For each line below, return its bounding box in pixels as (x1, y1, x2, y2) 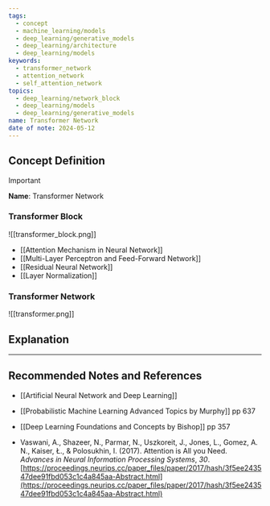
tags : (8, 11, 27, 20)
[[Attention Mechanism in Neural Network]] (19, 245, 163, 255)
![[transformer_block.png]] (8, 229, 96, 238)
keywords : (8, 57, 42, 65)
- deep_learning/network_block (15, 94, 121, 102)
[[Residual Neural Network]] (19, 262, 113, 272)
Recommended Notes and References (8, 369, 202, 383)
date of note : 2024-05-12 (8, 124, 95, 132)
